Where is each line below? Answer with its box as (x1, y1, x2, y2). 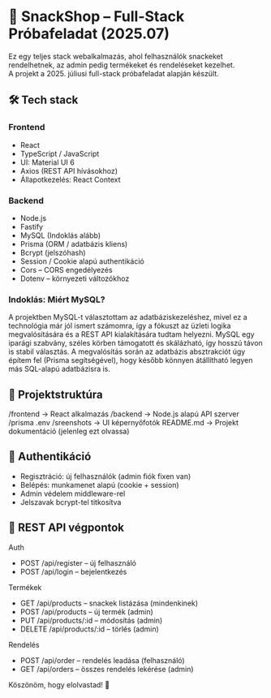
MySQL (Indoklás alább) (19, 231, 101, 240)
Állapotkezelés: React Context (19, 174, 121, 184)
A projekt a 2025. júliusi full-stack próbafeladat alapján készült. (8, 68, 219, 78)
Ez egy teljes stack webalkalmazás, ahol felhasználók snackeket (8, 51, 223, 61)
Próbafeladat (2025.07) (8, 24, 170, 43)
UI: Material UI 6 (19, 157, 75, 167)
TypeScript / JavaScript (19, 149, 100, 158)
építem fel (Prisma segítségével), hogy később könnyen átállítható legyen (8, 355, 253, 365)
